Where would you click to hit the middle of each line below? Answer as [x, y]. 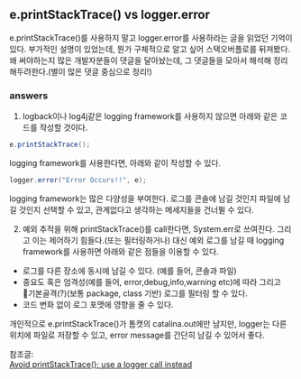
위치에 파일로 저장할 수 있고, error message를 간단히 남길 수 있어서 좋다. [137, 335]
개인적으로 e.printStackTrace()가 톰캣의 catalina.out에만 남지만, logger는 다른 [148, 323]
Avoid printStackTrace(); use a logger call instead [100, 364]
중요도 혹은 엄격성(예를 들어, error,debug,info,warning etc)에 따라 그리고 [151, 282]
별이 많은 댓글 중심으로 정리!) [101, 71]
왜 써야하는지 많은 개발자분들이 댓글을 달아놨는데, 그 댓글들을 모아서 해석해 [141, 60]
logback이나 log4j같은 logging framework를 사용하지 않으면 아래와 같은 [150, 116]
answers [29, 96]
